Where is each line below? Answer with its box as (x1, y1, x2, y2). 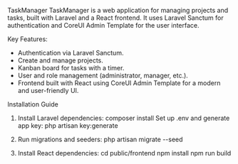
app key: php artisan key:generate (17, 121, 119, 130)
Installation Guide (7, 100, 58, 109)
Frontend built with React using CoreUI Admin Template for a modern (17, 79, 221, 87)
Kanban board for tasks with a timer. (17, 64, 125, 72)
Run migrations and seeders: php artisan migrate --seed (17, 135, 183, 143)
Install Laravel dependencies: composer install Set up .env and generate (17, 114, 230, 122)
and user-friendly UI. (17, 87, 79, 94)
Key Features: (7, 35, 48, 43)
